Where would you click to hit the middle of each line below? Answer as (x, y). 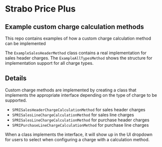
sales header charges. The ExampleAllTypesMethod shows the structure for (79, 58)
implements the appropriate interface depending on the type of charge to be (81, 95)
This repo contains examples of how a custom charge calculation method (78, 38)
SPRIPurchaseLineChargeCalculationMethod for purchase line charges (80, 125)
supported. (16, 100)
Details (16, 78)
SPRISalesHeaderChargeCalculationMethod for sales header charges (79, 109)
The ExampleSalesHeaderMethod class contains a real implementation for (76, 53)
